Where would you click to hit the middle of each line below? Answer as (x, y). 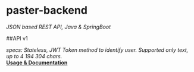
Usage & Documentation (37, 62)
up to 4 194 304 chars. (34, 56)
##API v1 (17, 38)
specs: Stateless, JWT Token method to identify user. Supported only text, (97, 50)
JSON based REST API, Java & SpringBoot (59, 27)
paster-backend (47, 10)
